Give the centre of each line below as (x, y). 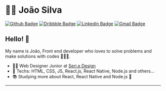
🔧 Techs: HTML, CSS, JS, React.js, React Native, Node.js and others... (83, 71)
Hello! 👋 (17, 39)
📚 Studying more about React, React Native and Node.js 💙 (72, 76)
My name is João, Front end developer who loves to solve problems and (79, 51)
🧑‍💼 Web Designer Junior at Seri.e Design (54, 65)
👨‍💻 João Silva (34, 10)
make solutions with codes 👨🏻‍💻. (38, 56)
